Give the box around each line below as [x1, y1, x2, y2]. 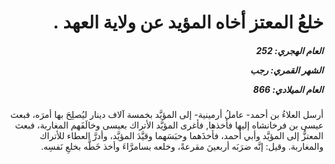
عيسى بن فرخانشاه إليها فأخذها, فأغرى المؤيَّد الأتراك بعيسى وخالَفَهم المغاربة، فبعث [14, 119, 324, 131]
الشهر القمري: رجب [249, 64, 324, 76]
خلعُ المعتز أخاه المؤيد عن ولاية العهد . [52, 11, 324, 34]
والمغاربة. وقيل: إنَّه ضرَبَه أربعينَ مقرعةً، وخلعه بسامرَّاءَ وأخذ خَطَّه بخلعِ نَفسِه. [40, 141, 324, 153]
